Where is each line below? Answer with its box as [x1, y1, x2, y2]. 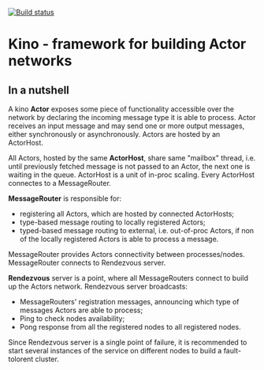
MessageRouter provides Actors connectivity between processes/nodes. [8, 250, 246, 259]
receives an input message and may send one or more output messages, [8, 121, 245, 130]
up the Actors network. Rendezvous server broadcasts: [8, 281, 188, 291]
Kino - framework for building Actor [8, 36, 247, 53]
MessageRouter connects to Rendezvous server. [8, 258, 166, 267]
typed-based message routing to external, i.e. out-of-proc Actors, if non [19, 226, 255, 235]
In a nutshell [8, 83, 69, 96]
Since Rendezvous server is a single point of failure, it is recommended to [8, 338, 247, 347]
